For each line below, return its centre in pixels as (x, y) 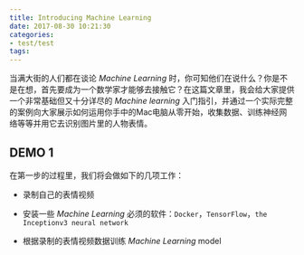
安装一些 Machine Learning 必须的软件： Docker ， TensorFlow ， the (145, 213)
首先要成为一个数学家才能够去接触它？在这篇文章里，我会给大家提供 (167, 90)
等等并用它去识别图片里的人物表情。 (84, 124)
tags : (19, 52)
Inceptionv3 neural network (75, 222)
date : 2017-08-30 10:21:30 (60, 26)
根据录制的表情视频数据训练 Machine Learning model (122, 241)
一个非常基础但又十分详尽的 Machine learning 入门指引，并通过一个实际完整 (152, 101)
